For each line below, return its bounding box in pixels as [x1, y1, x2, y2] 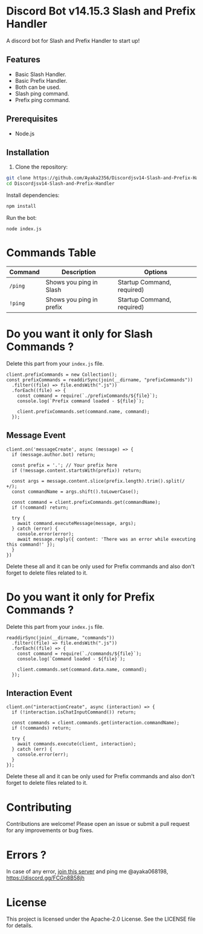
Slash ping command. [14, 89, 69, 97]
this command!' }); [6, 541, 56, 547]
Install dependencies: [6, 192, 60, 199]
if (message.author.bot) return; [11, 451, 96, 457]
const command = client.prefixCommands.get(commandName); [11, 499, 161, 505]
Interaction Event [6, 688, 72, 698]
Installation [6, 147, 50, 158]
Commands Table [6, 246, 97, 260]
